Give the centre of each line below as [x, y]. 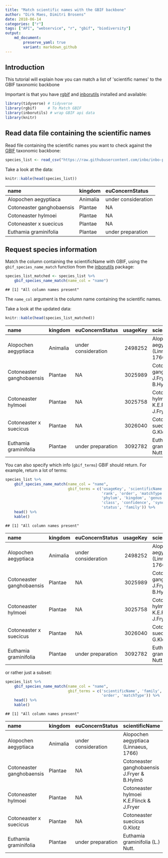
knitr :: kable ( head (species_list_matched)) [50, 318]
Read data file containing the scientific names [78, 133]
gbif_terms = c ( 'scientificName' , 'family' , [115, 691]
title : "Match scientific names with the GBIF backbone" [66, 10]
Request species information [51, 249]
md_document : [28, 38]
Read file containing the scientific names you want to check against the [79, 145]
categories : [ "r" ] [24, 24]
